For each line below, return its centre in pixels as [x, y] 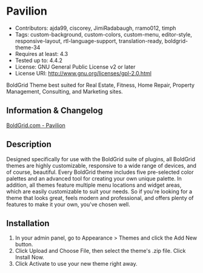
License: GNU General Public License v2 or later [75, 67]
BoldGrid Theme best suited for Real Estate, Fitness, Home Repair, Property [101, 85]
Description [29, 144]
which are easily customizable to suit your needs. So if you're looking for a [99, 191]
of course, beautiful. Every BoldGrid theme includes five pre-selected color [100, 172]
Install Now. [29, 257]
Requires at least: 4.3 [42, 54]
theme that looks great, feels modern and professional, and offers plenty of [100, 198]
